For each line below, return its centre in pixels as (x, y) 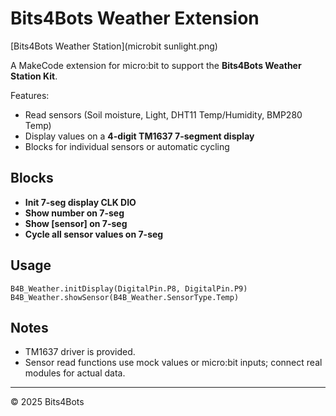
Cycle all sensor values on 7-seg (94, 234)
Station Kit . (34, 76)
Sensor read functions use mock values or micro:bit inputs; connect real (173, 363)
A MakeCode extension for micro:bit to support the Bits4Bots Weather (156, 65)
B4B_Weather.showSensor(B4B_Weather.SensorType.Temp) (125, 297)
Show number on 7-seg (74, 213)
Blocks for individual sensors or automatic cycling (127, 146)
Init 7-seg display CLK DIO (80, 202)
